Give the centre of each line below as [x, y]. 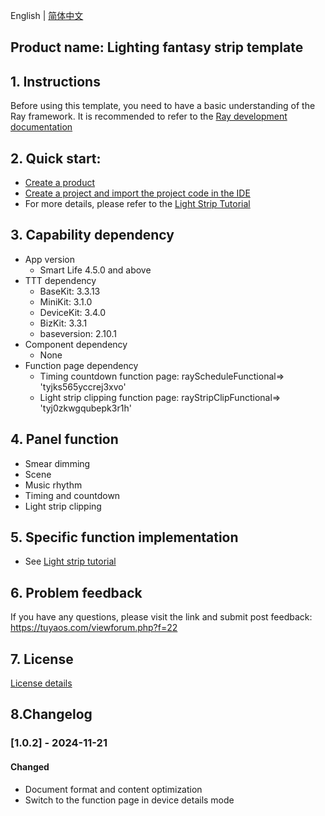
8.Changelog [51, 714]
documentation [41, 127]
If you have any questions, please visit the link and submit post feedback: [161, 617]
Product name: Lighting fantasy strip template [157, 47]
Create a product [59, 183]
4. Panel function [64, 439]
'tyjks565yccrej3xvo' [83, 386]
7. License [42, 659]
